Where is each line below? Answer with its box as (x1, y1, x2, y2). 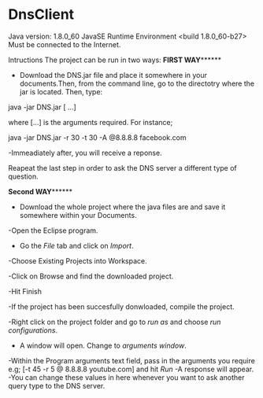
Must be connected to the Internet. (8, 39, 121, 49)
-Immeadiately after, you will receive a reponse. (8, 148, 163, 157)
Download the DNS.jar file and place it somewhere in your (19, 70, 207, 79)
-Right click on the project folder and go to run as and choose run (8, 317, 221, 326)
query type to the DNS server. (8, 381, 106, 390)
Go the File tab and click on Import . (19, 241, 134, 250)
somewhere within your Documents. (19, 210, 137, 219)
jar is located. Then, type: (19, 87, 103, 96)
